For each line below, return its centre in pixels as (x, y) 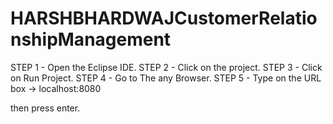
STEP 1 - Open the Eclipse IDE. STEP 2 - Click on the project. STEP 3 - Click (166, 67)
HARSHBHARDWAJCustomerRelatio (164, 18)
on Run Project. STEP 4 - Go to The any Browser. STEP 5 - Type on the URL (166, 78)
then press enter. (45, 108)
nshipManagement (91, 39)
